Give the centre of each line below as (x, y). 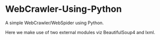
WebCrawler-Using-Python (63, 9)
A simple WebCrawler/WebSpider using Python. (54, 23)
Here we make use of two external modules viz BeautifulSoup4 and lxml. (80, 32)
